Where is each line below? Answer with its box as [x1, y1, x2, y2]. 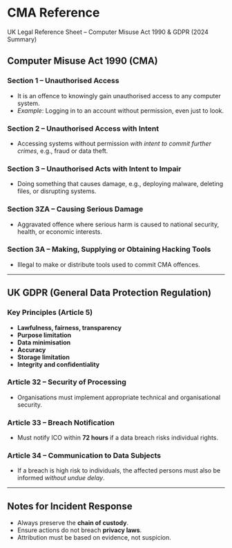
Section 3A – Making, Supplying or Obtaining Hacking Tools [7, 244, 211, 254]
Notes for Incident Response [7, 500, 133, 512]
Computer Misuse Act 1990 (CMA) [7, 55, 159, 67]
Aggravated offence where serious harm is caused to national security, [17, 220, 220, 228]
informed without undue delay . [17, 474, 105, 482]
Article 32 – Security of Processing [7, 377, 126, 387]
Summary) [7, 35, 37, 43]
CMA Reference [7, 5, 100, 21]
